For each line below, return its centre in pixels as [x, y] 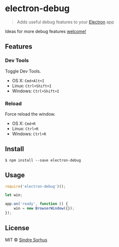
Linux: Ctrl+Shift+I [32, 86]
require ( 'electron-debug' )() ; [36, 186]
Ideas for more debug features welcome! [46, 31]
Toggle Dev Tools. [23, 71]
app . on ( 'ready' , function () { [37, 204]
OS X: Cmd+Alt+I [28, 80]
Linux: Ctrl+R [25, 128]
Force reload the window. [30, 114]
